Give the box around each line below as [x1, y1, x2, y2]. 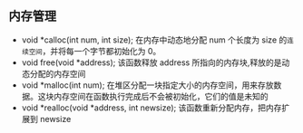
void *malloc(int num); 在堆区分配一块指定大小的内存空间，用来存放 [21, 80, 274, 90]
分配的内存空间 [29, 68, 86, 79]
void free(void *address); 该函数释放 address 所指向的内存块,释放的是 [21, 57, 282, 68]
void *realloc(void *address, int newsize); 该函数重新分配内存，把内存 [21, 102, 282, 113]
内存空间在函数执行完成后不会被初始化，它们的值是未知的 [53, 90, 269, 101]
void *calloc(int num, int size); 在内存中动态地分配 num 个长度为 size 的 [21, 34, 288, 45]
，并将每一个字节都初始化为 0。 [42, 45, 161, 56]
